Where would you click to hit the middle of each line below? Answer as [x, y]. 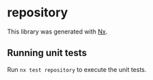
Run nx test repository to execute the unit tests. [77, 69]
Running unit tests [47, 53]
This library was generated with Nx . [57, 31]
